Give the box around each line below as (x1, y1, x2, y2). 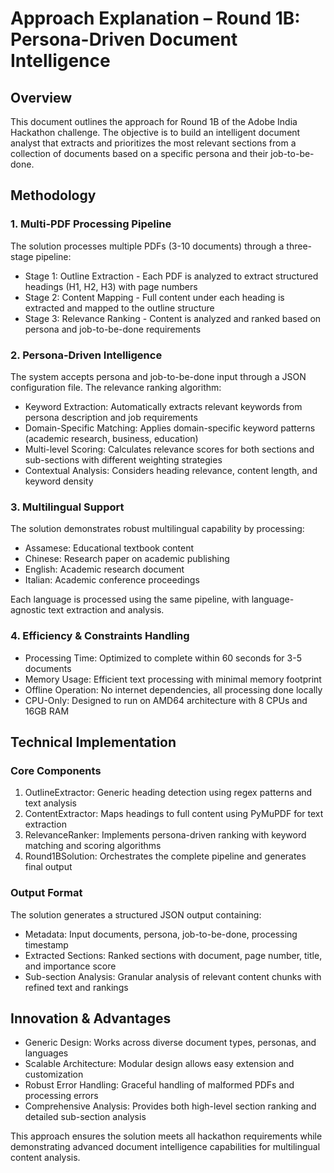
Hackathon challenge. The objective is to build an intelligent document (10, 127, 301, 138)
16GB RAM (24, 705, 70, 717)
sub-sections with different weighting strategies (24, 453, 223, 466)
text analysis (24, 797, 78, 809)
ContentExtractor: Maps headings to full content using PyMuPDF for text (24, 808, 324, 820)
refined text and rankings (24, 981, 129, 993)
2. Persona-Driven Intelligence (10, 348, 163, 362)
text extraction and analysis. (48, 604, 165, 616)
